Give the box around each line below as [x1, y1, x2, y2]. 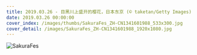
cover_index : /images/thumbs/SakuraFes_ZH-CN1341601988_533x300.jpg [6, 20, 183, 26]
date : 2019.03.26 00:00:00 [6, 15, 75, 21]
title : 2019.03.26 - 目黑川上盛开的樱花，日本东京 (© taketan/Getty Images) [6, 8, 192, 15]
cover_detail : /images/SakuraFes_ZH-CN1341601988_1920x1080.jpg [6, 25, 172, 32]
